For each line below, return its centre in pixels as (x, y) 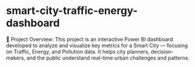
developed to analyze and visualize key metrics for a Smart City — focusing (97, 45)
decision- (162, 51)
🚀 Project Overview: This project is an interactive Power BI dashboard (90, 39)
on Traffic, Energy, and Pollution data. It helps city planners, (78, 51)
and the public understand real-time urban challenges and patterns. (108, 58)
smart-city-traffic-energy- (72, 11)
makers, (16, 58)
